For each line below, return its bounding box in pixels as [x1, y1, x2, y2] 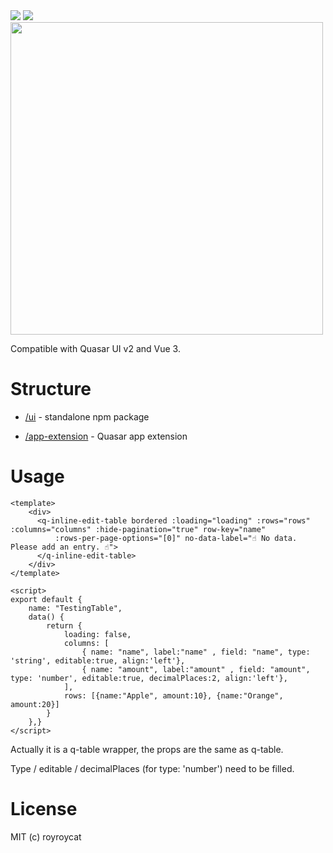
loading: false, [63, 629, 132, 639]
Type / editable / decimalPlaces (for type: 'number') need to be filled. [10, 762, 295, 774]
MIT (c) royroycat [10, 830, 82, 843]
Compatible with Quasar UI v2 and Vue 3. [10, 343, 181, 354]
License [10, 798, 78, 821]
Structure [10, 378, 92, 401]
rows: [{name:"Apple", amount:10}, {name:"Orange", [63, 690, 284, 701]
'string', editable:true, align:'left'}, [10, 655, 186, 666]
